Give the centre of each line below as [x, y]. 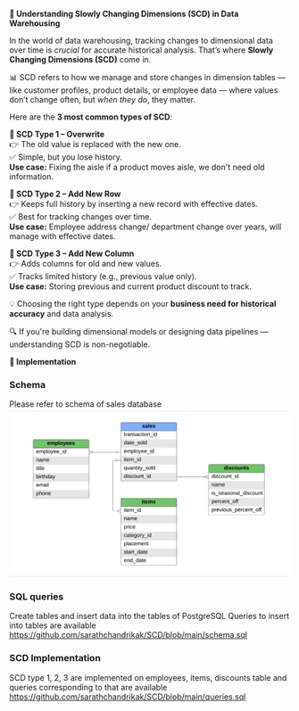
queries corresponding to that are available [88, 687]
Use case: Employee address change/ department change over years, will [145, 227]
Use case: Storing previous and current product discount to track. [131, 286]
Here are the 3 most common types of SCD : [91, 117]
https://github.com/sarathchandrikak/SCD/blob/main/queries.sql [128, 697]
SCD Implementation [55, 658]
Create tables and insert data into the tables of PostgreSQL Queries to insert [149, 616]
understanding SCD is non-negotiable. [80, 344]
